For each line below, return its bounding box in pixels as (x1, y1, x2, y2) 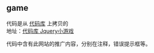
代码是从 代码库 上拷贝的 (6, 19, 68, 27)
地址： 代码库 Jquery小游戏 (6, 27, 75, 34)
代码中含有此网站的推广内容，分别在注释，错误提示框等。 (6, 40, 151, 47)
